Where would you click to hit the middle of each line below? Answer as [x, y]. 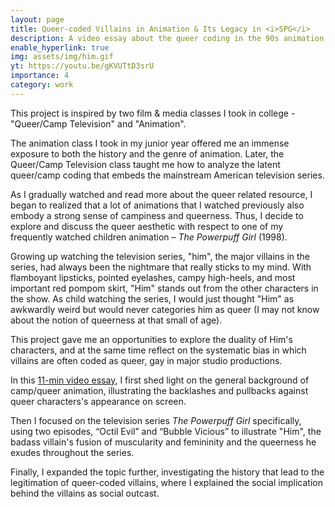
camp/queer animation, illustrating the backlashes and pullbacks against [159, 390]
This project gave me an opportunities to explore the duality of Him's [151, 339]
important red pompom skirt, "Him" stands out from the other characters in [164, 288]
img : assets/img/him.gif [62, 57]
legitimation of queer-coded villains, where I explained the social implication [166, 482]
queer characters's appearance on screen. [98, 401]
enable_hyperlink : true [60, 47]
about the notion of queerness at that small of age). [116, 320]
